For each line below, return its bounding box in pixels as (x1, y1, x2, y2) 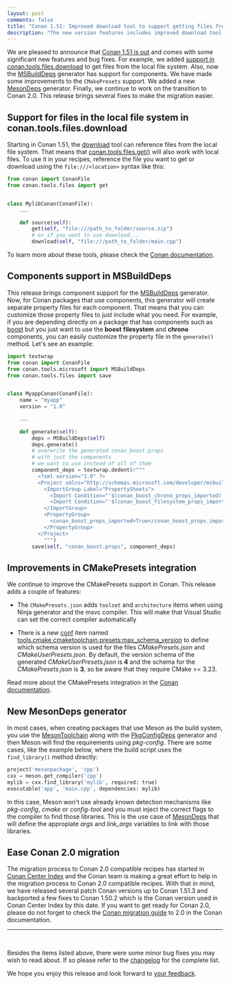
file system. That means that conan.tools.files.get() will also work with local (7, 148, 219, 156)
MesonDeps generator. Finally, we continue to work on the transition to (7, 84, 207, 93)
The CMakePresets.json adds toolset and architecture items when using (16, 601, 223, 609)
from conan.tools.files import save (7, 372, 112, 379)
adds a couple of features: (7, 588, 81, 596)
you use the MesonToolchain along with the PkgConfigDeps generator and (7, 731, 217, 739)
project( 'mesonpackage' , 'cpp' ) (7, 766, 99, 773)
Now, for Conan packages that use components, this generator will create (7, 296, 216, 304)
